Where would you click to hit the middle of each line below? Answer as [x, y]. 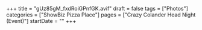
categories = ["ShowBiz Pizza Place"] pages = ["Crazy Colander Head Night [101, 15]
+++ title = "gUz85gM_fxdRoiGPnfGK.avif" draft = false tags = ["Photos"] [97, 9]
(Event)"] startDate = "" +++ [41, 21]
